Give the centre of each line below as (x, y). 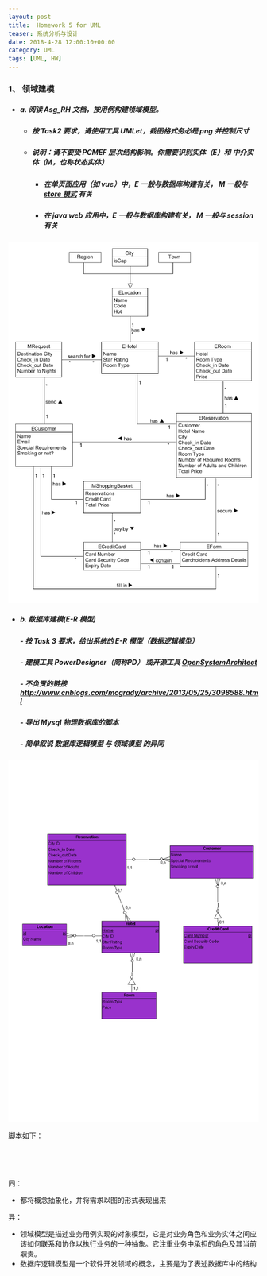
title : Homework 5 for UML (55, 25)
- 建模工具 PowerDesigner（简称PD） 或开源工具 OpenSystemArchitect (138, 662)
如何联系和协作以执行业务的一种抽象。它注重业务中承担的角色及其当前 (141, 1244)
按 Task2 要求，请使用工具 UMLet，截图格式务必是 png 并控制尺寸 (141, 130)
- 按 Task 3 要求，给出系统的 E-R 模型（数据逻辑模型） (109, 640)
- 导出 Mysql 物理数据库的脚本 (69, 722)
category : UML (32, 50)
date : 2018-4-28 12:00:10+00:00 (62, 42)
